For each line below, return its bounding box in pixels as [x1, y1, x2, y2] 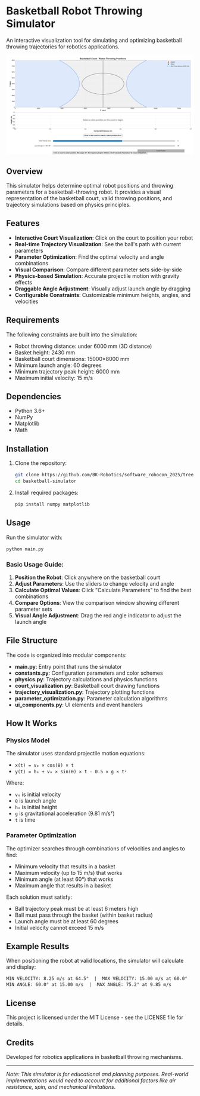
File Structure [6, 635, 58, 646]
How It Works [6, 718, 58, 728]
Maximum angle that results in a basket [14, 881, 111, 889]
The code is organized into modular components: [6, 651, 127, 659]
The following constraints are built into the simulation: [6, 330, 138, 338]
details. [6, 1020, 24, 1027]
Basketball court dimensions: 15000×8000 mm [14, 355, 130, 362]
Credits [6, 1037, 35, 1048]
